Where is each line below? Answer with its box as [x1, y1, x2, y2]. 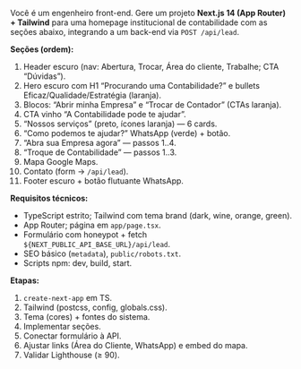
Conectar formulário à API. [22, 330, 122, 341]
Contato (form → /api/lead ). [22, 166, 129, 176]
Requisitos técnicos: [10, 193, 89, 203]
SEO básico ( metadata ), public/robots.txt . [22, 248, 182, 259]
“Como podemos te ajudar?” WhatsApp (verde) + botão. [22, 128, 231, 138]
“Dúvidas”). [22, 71, 66, 82]
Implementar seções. [22, 322, 101, 331]
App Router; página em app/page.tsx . [22, 219, 161, 230]
